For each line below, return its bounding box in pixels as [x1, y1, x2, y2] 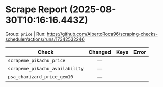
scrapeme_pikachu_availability [8, 66, 84, 71]
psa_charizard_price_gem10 [8, 74, 73, 79]
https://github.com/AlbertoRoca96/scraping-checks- [46, 31, 158, 37]
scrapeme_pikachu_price [8, 57, 66, 63]
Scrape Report [5, 4, 68, 15]
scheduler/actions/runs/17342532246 [5, 36, 85, 42]
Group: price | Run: [5, 31, 46, 37]
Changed [88, 48, 112, 55]
